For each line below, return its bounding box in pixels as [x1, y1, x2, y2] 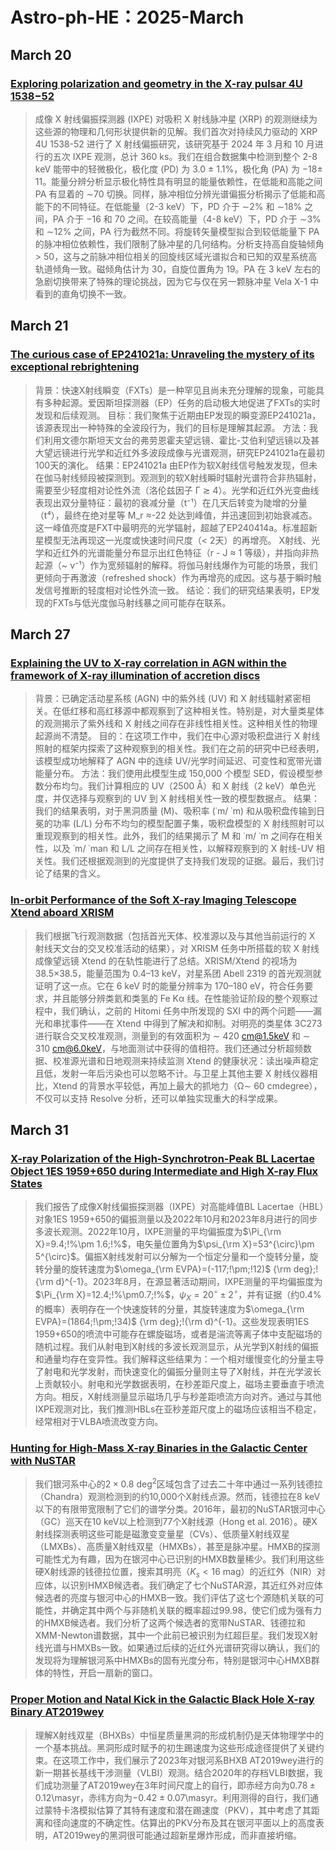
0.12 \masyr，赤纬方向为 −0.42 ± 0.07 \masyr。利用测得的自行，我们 [34, 1791, 311, 1803]
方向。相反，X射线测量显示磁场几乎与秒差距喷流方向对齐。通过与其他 [34, 1390, 322, 1402]
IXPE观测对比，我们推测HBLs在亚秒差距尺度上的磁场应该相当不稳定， [34, 1403, 322, 1415]
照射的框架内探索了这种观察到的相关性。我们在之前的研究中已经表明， [34, 743, 325, 755]
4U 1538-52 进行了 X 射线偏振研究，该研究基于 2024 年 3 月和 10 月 [34, 138, 315, 150]
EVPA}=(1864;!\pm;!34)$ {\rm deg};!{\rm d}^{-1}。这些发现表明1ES [34, 1315, 310, 1327]
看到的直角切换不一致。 [34, 288, 132, 300]
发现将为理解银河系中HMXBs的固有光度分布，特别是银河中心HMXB [34, 1654, 312, 1667]
